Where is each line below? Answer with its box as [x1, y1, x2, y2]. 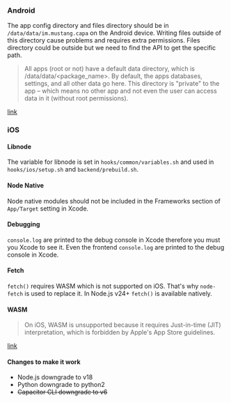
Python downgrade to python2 [17, 381, 106, 389]
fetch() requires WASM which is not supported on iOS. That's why [7, 282, 199, 291]
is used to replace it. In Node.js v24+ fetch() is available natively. [24, 289, 212, 298]
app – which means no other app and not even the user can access [24, 86, 217, 96]
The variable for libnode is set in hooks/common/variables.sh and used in [7, 158, 214, 166]
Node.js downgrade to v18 [17, 373, 93, 381]
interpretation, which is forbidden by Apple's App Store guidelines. [24, 328, 216, 337]
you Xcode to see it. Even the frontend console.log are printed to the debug [7, 243, 225, 251]
